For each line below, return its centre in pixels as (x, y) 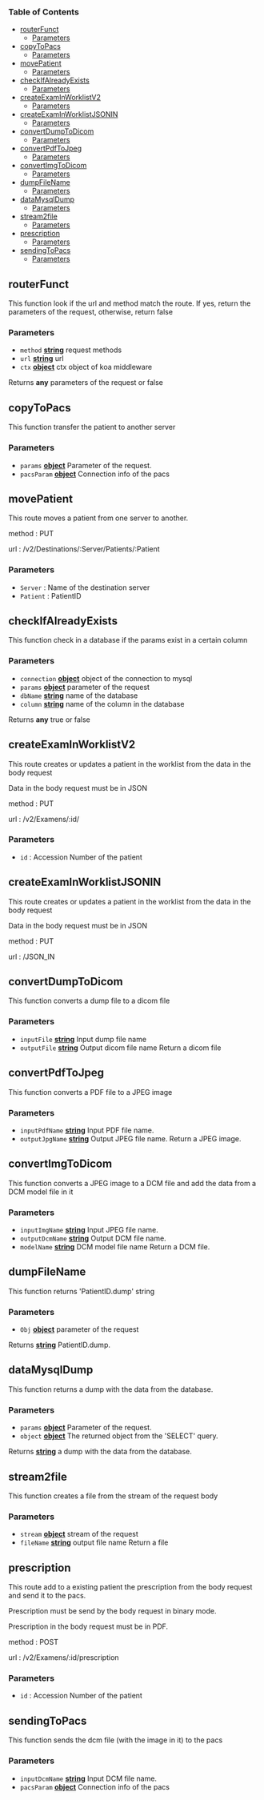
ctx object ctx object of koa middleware (86, 367)
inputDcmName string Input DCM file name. (88, 1778)
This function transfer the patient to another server (92, 427)
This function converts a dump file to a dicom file (89, 1001)
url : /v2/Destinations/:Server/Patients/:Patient (84, 549)
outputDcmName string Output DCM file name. (93, 1238)
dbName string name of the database (79, 696)
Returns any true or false (49, 720)
